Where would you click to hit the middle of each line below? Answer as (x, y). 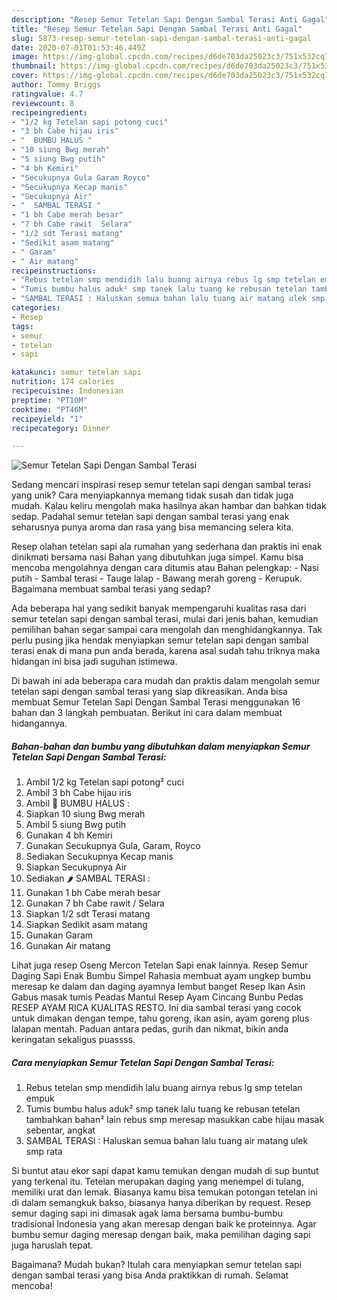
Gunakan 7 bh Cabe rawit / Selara (95, 903)
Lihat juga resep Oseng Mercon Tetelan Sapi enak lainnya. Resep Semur (160, 965)
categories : (36, 308)
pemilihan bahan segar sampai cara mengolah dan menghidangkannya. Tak (167, 630)
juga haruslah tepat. (52, 1245)
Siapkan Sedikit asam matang (86, 925)
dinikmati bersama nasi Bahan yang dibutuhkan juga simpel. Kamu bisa (157, 557)
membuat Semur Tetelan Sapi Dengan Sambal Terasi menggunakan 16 (156, 702)
